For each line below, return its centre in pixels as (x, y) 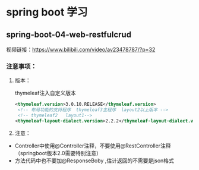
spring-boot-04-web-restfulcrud (69, 34)
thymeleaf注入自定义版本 (45, 93)
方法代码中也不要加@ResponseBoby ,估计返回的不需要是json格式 (94, 160)
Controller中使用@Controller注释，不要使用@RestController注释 (93, 146)
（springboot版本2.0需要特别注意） (58, 153)
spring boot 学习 (47, 12)
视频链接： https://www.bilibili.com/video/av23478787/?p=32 (81, 49)
